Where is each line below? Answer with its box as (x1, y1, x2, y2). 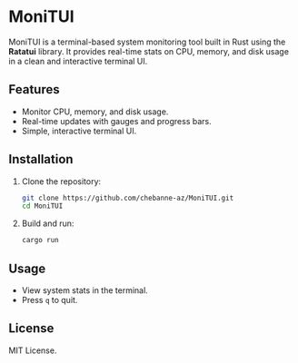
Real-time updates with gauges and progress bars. (21, 115, 213, 126)
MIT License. (8, 345, 57, 356)
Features (8, 82, 60, 97)
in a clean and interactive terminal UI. (8, 55, 148, 66)
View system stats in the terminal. (21, 285, 149, 296)
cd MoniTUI (21, 201, 64, 211)
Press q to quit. (21, 295, 78, 305)
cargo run (21, 236, 60, 245)
